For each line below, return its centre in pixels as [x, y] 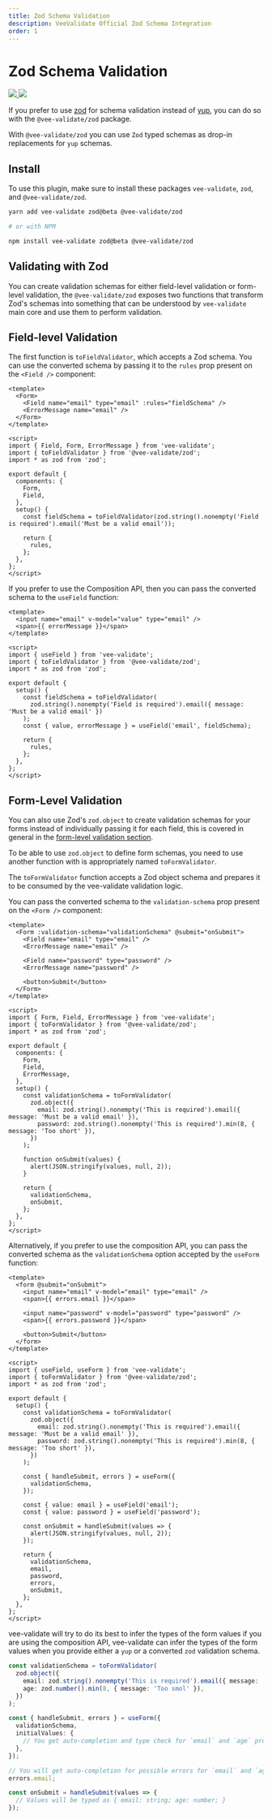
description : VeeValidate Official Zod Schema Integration [110, 24]
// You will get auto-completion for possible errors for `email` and [130, 1770]
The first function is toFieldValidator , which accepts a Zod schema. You [130, 357]
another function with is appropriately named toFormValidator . [113, 862]
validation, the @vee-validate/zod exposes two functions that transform [144, 295]
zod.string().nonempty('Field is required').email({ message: [137, 705]
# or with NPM [32, 226]
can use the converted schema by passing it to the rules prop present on [130, 365]
